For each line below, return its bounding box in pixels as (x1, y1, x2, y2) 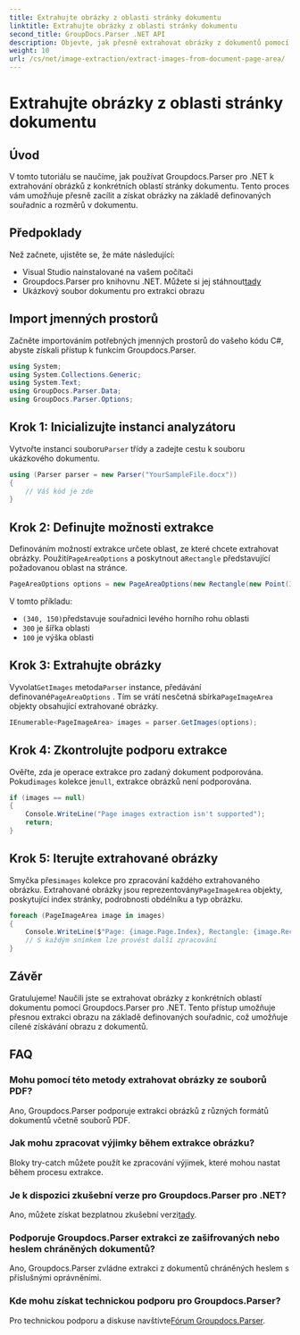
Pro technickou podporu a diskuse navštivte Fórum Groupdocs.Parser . (9, 1314, 266, 1326)
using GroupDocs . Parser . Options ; (9, 395, 134, 405)
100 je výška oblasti (21, 632, 94, 643)
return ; (25, 818, 54, 827)
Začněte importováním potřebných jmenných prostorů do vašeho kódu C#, (9, 335, 284, 346)
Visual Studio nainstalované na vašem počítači (21, 266, 194, 277)
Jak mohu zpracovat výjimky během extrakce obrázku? (9, 1137, 255, 1149)
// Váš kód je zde (25, 487, 94, 496)
